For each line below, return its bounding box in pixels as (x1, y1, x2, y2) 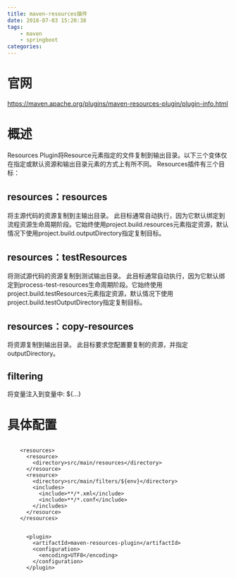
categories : (7, 43, 42, 50)
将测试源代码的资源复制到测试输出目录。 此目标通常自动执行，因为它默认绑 (7, 271, 225, 280)
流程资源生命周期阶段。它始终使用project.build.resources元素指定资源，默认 (7, 220, 229, 228)
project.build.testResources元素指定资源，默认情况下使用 (7, 289, 174, 297)
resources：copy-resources (7, 320, 134, 332)
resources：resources (7, 191, 108, 203)
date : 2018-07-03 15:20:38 (7, 17, 87, 24)
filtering (7, 370, 44, 382)
